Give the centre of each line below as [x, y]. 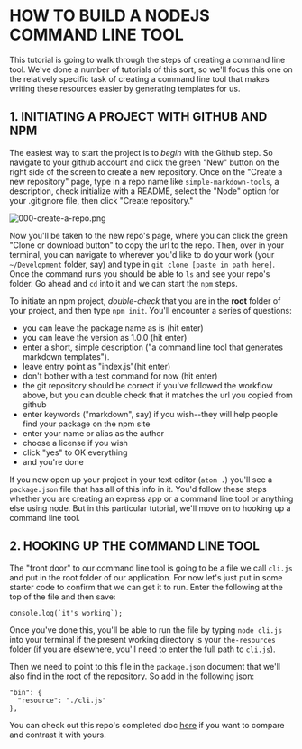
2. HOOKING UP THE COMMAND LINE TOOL [134, 546]
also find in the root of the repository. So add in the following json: [132, 676]
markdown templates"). [66, 356]
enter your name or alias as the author [93, 433]
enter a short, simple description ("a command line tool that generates [153, 347]
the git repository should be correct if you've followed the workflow [147, 385]
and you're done [53, 461]
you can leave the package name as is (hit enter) [113, 328]
